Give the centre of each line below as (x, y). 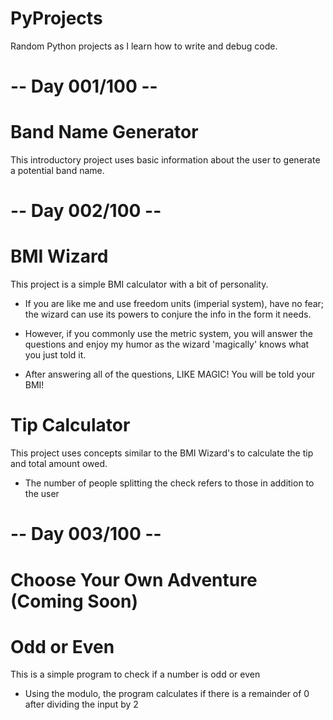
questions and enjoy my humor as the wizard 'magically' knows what (167, 344)
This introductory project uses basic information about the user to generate (165, 160)
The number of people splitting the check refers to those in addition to (169, 483)
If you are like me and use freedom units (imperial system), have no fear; (174, 304)
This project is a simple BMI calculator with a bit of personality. (139, 284)
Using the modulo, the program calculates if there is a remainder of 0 (167, 694)
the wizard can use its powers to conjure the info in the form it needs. (168, 314)
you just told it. (55, 355)
